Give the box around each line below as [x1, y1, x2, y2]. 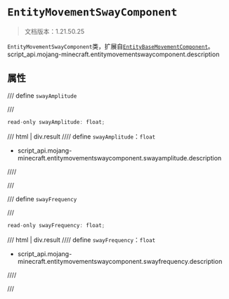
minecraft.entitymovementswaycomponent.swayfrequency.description [17, 257, 223, 265]
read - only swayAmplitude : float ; [7, 118, 105, 125]
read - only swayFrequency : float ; [7, 222, 105, 229]
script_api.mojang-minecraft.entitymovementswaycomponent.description [7, 50, 220, 58]
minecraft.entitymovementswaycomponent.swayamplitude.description [17, 153, 222, 162]
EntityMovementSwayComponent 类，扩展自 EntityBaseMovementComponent [7, 42, 209, 51]
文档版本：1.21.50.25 [24, 27, 85, 35]
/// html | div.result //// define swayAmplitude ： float [7, 132, 156, 141]
